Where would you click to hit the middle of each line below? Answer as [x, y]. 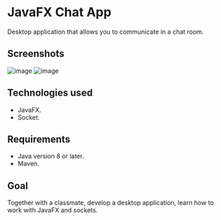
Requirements [39, 139]
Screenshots [36, 54]
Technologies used [50, 93]
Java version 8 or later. [51, 156]
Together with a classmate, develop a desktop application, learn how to [111, 203]
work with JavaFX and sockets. [53, 210]
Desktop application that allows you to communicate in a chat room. [106, 32]
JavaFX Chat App [59, 12]
